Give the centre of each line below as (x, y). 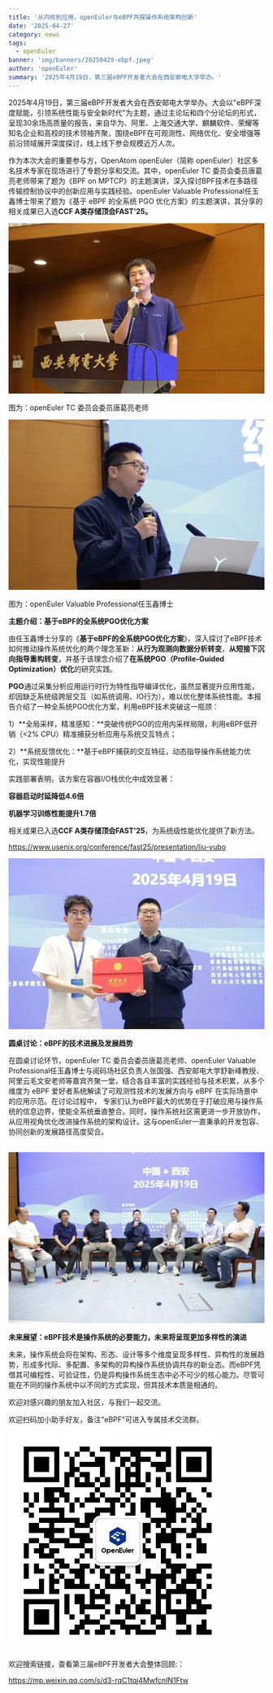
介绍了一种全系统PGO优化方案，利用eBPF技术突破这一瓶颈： (117, 707)
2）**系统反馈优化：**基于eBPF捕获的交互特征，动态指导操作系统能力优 (130, 752)
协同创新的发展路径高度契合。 (58, 1132)
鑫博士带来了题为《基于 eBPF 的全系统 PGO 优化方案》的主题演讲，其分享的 (136, 201)
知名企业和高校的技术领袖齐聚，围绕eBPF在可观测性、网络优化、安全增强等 (135, 133)
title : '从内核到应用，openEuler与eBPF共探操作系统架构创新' (103, 17)
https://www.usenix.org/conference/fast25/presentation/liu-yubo (117, 847)
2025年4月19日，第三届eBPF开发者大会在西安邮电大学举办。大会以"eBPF (131, 103)
